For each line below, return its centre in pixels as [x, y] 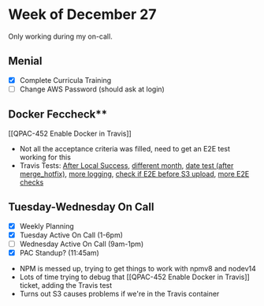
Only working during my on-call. [60, 36]
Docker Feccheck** [58, 115]
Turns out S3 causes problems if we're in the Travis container [119, 293]
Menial [25, 61]
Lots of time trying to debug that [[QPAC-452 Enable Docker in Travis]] [134, 277]
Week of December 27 [82, 15]
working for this [45, 157]
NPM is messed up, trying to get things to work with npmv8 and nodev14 [138, 268]
